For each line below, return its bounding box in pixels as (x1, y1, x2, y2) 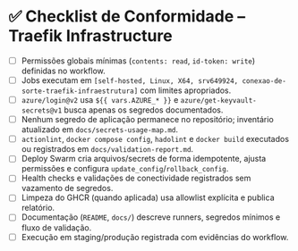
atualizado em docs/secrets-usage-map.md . (21, 124, 179, 135)
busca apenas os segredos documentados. (64, 105, 224, 115)
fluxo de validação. (21, 222, 92, 233)
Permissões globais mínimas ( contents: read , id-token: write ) (21, 55, 256, 66)
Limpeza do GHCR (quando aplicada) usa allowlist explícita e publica (21, 192, 275, 203)
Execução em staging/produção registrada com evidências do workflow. (21, 231, 289, 242)
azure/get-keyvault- (180, 96, 257, 105)
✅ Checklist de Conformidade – (8, 6, 246, 27)
